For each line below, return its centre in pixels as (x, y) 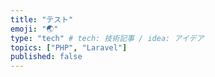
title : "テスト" (42, 19)
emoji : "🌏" (34, 29)
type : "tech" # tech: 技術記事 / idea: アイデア (107, 38)
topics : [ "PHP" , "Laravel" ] (69, 47)
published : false (46, 57)
